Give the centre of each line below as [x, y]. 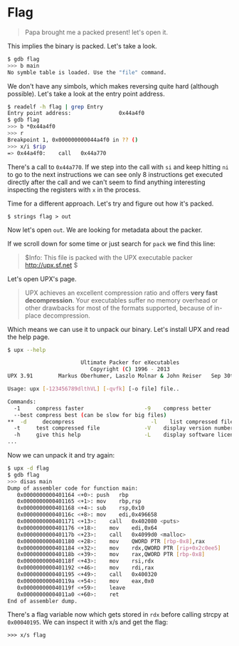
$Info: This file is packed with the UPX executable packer [109, 257]
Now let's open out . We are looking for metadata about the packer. [105, 230]
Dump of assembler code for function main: [73, 488]
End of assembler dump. [43, 601]
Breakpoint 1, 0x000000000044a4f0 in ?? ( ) [73, 140]
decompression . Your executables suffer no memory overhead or [121, 300]
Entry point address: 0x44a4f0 [76, 113]
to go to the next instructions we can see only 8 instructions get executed [115, 174]
